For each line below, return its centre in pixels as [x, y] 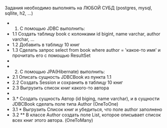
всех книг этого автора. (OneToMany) [53, 120]
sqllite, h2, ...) [19, 13]
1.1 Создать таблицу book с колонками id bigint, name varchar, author [86, 34]
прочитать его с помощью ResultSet [51, 55]
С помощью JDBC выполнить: [52, 28]
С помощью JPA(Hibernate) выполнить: [62, 72]
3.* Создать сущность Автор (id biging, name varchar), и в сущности [86, 99]
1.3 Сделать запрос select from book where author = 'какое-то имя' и [86, 50]
